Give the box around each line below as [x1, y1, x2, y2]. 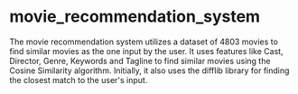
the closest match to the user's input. [9, 74, 148, 85]
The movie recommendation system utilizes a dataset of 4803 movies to [9, 36, 278, 47]
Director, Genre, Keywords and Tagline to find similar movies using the [9, 55, 271, 66]
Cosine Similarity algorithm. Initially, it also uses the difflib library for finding [9, 65, 290, 76]
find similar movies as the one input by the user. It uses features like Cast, [9, 45, 284, 56]
